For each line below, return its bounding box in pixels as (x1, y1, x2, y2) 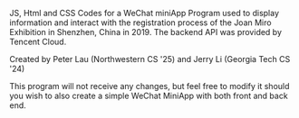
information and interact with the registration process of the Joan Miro (9, 17, 272, 28)
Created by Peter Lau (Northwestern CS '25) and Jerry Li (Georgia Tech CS (9, 54, 291, 64)
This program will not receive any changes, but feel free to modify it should (9, 81, 290, 91)
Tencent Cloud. (9, 36, 67, 47)
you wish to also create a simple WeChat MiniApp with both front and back (9, 90, 288, 101)
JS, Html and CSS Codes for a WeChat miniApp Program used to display (9, 8, 279, 18)
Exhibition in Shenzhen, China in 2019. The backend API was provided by (9, 27, 283, 37)
